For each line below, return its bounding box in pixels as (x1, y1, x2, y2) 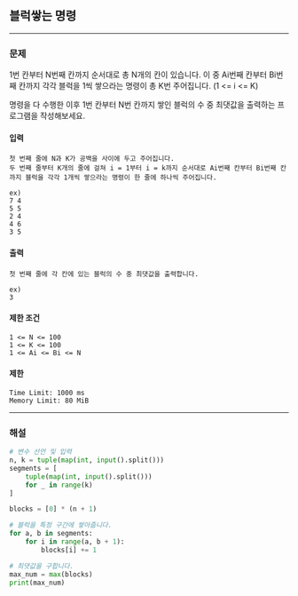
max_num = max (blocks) (9, 569, 93, 579)
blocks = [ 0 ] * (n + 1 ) (9, 505, 98, 513)
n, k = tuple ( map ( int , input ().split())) (9, 456, 165, 465)
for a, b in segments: (9, 529, 93, 538)
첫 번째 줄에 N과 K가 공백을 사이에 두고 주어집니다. (9, 155, 175, 163)
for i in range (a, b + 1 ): (25, 537, 125, 546)
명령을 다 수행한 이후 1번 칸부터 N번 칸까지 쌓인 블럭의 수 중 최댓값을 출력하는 (9, 99, 276, 110)
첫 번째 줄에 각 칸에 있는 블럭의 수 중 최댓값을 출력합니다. (9, 269, 200, 278)
